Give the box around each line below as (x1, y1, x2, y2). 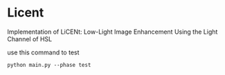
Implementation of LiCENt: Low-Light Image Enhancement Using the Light (7, 28, 218, 36)
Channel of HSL (7, 34, 53, 43)
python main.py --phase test (7, 61, 91, 68)
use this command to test (7, 48, 80, 56)
